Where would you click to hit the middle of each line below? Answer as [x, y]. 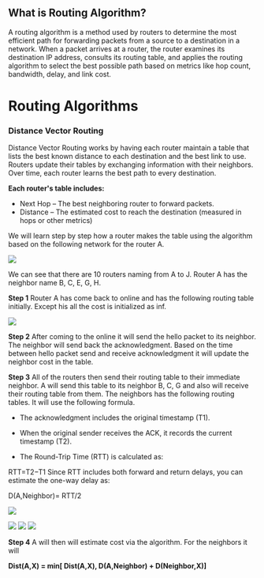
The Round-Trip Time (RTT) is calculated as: [91, 457]
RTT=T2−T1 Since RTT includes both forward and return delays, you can [125, 472]
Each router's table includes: [56, 188]
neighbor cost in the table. [51, 362]
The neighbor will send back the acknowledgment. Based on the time [121, 345]
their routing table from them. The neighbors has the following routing [121, 394]
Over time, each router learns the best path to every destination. [112, 173]
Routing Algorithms [73, 106]
